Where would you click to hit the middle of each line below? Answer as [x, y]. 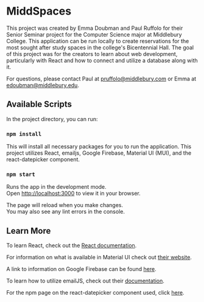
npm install [24, 134]
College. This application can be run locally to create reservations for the [98, 41]
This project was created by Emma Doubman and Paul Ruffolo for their [95, 28]
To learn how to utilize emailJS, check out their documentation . [85, 281]
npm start [21, 174]
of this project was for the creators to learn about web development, [92, 54]
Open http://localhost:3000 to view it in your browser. [74, 194]
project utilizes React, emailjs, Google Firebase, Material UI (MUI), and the [99, 153]
